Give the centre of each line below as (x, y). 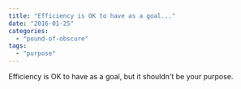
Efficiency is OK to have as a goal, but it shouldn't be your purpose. (121, 76)
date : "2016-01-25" (41, 23)
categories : (28, 31)
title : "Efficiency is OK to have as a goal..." (92, 16)
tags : (17, 46)
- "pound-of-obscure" (52, 38)
